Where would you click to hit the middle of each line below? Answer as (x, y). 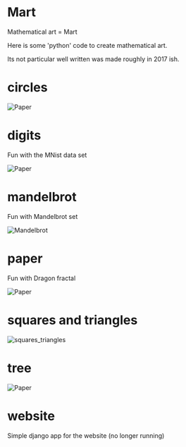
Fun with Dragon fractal (42, 278)
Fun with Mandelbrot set (43, 216)
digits (24, 136)
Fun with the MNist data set (47, 155)
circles (27, 88)
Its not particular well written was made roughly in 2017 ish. (93, 59)
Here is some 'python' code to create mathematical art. (87, 45)
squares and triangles (73, 320)
